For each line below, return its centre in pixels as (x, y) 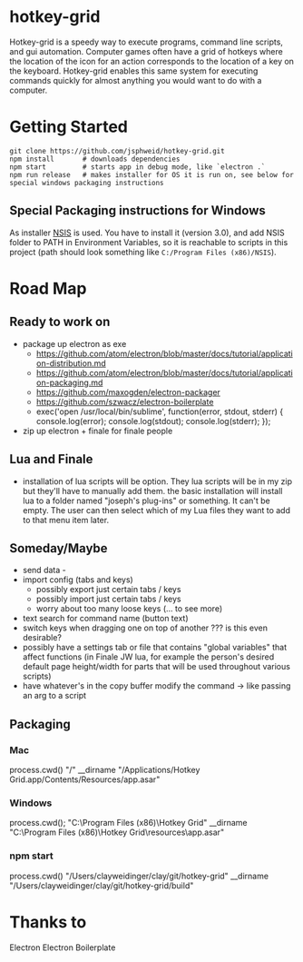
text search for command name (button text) (105, 619)
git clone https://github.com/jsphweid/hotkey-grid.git (117, 151)
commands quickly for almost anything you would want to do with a (136, 80)
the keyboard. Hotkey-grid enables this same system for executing (134, 71)
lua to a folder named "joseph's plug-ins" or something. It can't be (146, 501)
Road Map (49, 288)
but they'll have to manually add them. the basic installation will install (152, 491)
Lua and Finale (51, 459)
